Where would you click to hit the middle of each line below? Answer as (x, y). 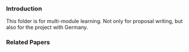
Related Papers (28, 42)
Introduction (24, 9)
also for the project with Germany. (47, 27)
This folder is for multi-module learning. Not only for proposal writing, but (94, 21)
